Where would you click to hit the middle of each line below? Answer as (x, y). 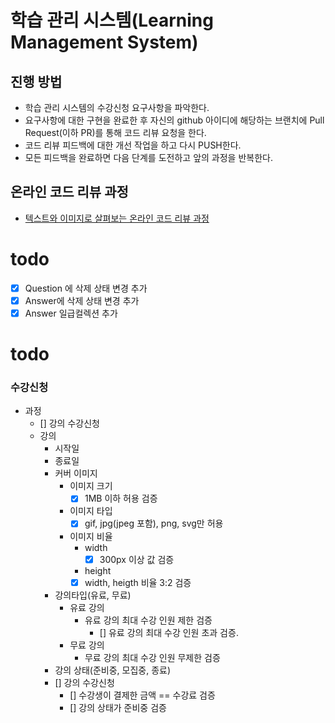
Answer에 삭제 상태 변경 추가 (82, 300)
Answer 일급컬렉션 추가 (71, 313)
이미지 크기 (91, 486)
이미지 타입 (91, 511)
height (98, 570)
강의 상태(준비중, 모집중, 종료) (113, 670)
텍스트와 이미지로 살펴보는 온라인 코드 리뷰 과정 (117, 218)
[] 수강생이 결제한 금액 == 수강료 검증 (142, 695)
